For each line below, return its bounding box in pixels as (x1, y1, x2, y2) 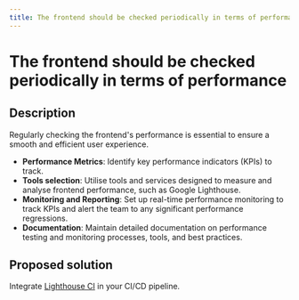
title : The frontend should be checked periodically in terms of (9, 12, 256, 22)
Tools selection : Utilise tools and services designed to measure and (21, 174, 272, 185)
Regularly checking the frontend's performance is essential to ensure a (9, 129, 270, 140)
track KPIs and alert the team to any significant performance (21, 203, 244, 214)
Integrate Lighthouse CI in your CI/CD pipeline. (9, 281, 181, 292)
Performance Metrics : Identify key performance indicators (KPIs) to (21, 156, 273, 166)
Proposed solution (9, 257, 113, 272)
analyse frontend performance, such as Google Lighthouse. (21, 184, 241, 195)
